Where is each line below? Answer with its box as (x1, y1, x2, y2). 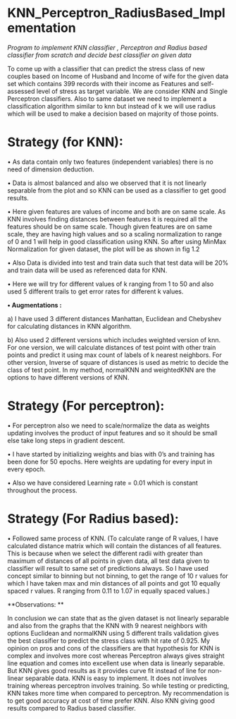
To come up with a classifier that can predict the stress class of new (7, 64, 206, 73)
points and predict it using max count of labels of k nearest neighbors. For (7, 351, 222, 359)
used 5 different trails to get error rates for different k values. (7, 287, 184, 296)
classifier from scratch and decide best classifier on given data (7, 51, 192, 59)
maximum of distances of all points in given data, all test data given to (7, 556, 210, 565)
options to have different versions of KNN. (7, 373, 130, 382)
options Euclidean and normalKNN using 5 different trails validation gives (7, 629, 220, 637)
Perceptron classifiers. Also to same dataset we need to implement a (7, 94, 207, 103)
